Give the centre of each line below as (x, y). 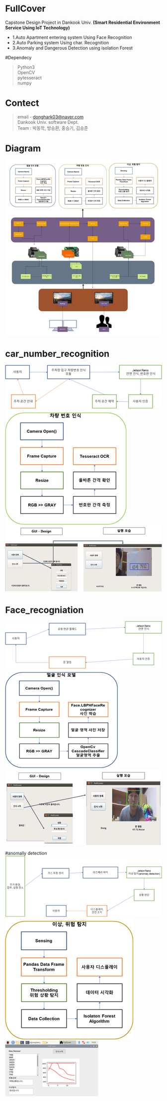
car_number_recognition (57, 354)
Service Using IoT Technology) (38, 27)
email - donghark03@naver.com (50, 117)
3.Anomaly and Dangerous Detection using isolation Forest (73, 48)
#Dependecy (18, 57)
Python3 (26, 67)
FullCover (25, 9)
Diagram (23, 148)
